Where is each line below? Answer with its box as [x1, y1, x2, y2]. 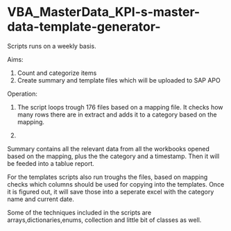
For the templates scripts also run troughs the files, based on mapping [7, 173, 208, 181]
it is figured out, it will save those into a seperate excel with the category [7, 187, 214, 196]
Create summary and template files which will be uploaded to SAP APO [17, 76, 221, 84]
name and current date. [7, 195, 74, 203]
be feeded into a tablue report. [7, 159, 95, 167]
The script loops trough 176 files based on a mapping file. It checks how [17, 103, 223, 111]
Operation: [7, 89, 38, 98]
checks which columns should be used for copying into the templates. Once [7, 180, 225, 188]
